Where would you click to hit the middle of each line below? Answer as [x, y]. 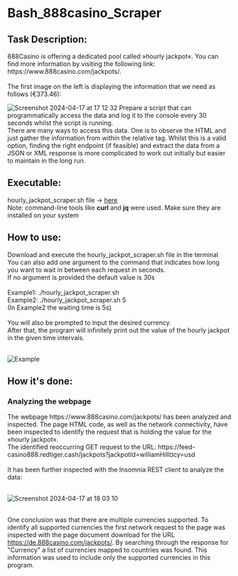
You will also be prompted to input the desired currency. [90, 322]
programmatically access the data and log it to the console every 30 [107, 115]
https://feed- [176, 447]
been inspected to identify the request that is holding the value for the [109, 432]
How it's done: [40, 381]
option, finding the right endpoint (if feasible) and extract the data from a [114, 146]
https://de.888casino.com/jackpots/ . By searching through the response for [118, 543]
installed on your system [43, 215]
